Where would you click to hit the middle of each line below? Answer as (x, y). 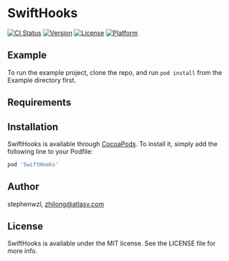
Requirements (39, 102)
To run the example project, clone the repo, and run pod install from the (115, 72)
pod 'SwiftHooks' (33, 164)
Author (23, 187)
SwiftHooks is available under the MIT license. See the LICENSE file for (112, 243)
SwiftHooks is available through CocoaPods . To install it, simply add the (112, 143)
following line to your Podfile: (50, 151)
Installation (33, 127)
